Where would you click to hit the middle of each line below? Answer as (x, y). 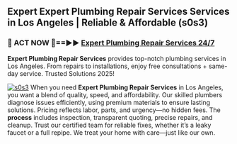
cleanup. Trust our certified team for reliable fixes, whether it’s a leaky (109, 125)
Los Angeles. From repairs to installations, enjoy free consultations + (107, 66)
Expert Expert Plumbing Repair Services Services (118, 12)
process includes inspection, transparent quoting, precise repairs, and (110, 117)
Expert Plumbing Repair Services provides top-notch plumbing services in (117, 58)
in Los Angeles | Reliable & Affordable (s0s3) (108, 23)
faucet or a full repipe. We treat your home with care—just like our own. (111, 132)
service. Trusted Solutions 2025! (68, 73)
